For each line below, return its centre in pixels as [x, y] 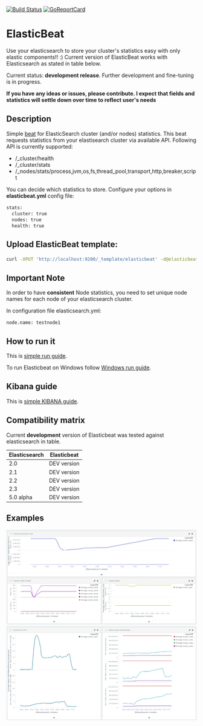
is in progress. [24, 81]
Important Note [36, 278]
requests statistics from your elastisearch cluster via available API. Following [101, 140]
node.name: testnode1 [34, 323]
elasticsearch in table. [34, 441]
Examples [25, 518]
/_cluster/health [34, 158]
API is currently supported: [40, 146]
